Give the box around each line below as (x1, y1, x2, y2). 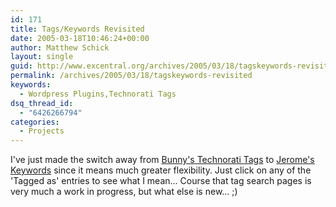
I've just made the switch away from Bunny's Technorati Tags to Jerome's (10, 154, 315, 166)
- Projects (19, 126, 65, 136)
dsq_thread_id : (10, 98, 74, 108)
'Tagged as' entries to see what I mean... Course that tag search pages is (10, 175, 312, 187)
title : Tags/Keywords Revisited (10, 24, 145, 34)
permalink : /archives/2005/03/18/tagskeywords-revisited (10, 71, 253, 81)
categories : (10, 117, 60, 127)
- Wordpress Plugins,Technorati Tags (19, 89, 177, 99)
